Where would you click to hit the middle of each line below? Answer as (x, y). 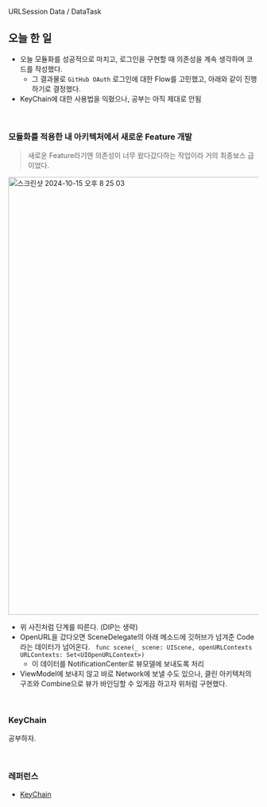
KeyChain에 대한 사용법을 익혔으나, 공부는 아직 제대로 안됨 (110, 98)
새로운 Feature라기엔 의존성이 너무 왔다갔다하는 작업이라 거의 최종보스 (137, 156)
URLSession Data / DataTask (55, 12)
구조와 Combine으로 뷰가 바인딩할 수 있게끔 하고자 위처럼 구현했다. (124, 684)
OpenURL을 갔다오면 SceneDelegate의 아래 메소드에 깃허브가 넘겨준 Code (137, 637)
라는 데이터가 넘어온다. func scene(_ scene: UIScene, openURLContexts (136, 647)
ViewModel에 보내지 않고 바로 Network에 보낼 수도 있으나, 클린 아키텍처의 (135, 674)
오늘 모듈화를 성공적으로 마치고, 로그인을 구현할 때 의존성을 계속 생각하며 (132, 59)
